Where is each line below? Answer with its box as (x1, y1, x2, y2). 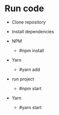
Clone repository (11, 19, 46, 25)
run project (11, 76, 34, 82)
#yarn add (19, 67, 40, 72)
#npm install (19, 47, 44, 53)
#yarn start (19, 104, 42, 110)
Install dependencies (11, 28, 55, 34)
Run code (4, 3, 44, 14)
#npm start (19, 85, 42, 91)
